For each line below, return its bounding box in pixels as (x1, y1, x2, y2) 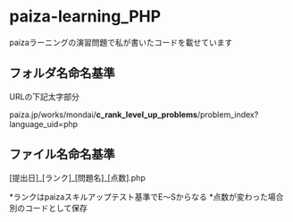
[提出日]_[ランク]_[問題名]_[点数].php (9, 172, 146, 183)
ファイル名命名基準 (9, 147, 115, 162)
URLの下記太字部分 (9, 91, 80, 102)
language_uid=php (9, 118, 79, 129)
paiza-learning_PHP (9, 6, 162, 27)
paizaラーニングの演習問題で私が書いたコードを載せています (9, 37, 233, 47)
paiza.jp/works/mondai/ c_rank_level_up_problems (9, 109, 198, 120)
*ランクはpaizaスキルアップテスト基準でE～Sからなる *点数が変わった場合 (9, 191, 284, 202)
